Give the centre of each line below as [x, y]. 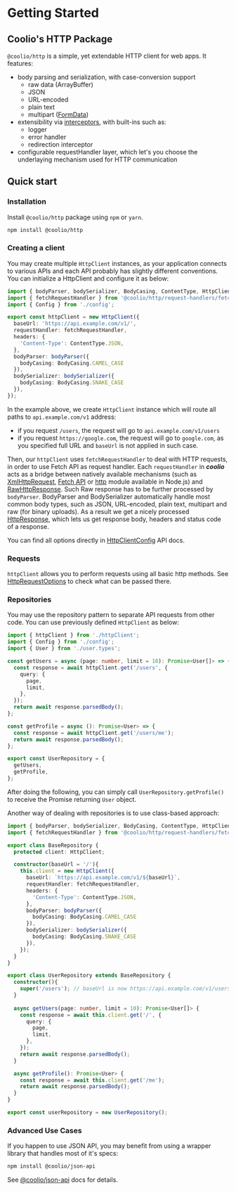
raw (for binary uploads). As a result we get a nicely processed [98, 511]
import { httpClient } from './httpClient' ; [73, 635]
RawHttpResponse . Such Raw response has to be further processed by [110, 489]
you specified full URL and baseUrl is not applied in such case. [108, 445]
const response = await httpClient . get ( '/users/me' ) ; [94, 733]
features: [20, 63]
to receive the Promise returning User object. [72, 799]
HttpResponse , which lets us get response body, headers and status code [114, 519]
